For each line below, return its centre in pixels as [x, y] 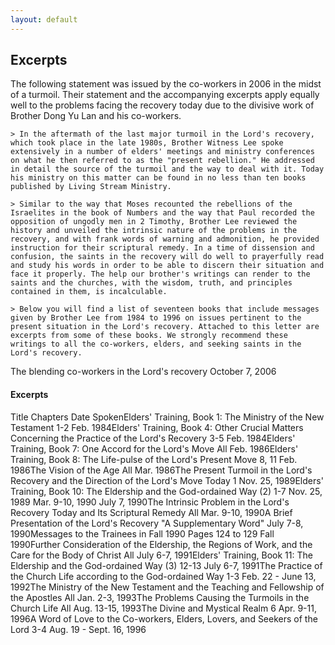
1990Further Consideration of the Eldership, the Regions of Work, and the [161, 544]
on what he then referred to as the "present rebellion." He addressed [162, 161]
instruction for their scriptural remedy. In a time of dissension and [162, 248]
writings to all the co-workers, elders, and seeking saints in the [156, 344]
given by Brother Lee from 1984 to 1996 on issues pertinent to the [156, 318]
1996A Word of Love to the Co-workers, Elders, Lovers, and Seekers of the [164, 618]
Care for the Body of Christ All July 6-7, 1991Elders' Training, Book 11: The [161, 555]
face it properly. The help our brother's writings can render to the [160, 274]
